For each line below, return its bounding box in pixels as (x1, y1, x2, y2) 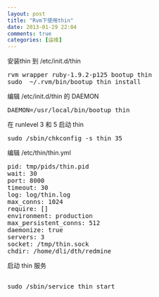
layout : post (7, 10, 46, 18)
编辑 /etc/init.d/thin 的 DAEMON (7, 92, 99, 101)
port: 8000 (7, 177, 45, 185)
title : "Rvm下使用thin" (7, 17, 74, 24)
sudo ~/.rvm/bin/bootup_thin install (7, 78, 141, 86)
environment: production (7, 212, 93, 220)
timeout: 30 (7, 184, 49, 192)
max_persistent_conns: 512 (7, 219, 101, 227)
